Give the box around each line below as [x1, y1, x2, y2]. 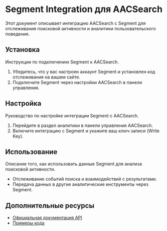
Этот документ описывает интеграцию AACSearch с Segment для [5, 20, 146, 26]
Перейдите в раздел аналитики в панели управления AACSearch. [12, 122, 153, 128]
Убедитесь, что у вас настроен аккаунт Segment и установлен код [12, 68, 155, 74]
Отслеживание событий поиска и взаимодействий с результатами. [12, 176, 157, 182]
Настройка [5, 99, 42, 108]
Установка [5, 45, 40, 54]
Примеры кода [12, 220, 45, 226]
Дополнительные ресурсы [5, 201, 94, 210]
